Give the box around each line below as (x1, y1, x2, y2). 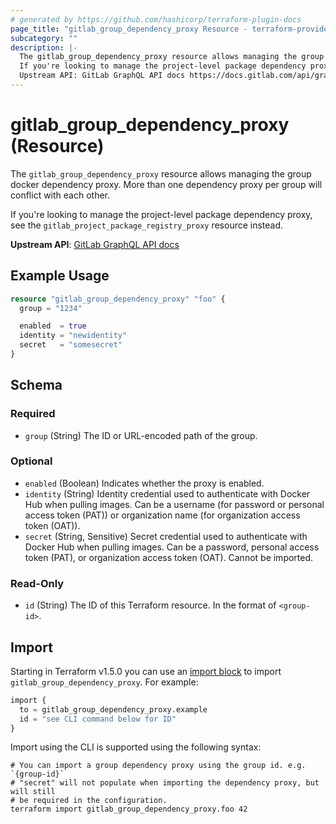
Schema (10, 377, 63, 394)
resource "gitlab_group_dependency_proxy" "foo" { (10, 294, 226, 304)
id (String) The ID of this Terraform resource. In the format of (24, 599, 277, 611)
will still (10, 787, 56, 797)
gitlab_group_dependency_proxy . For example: (10, 676, 199, 688)
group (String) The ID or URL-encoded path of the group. (24, 429, 258, 441)
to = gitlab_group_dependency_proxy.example (19, 704, 208, 715)
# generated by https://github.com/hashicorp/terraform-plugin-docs (10, 14, 302, 25)
